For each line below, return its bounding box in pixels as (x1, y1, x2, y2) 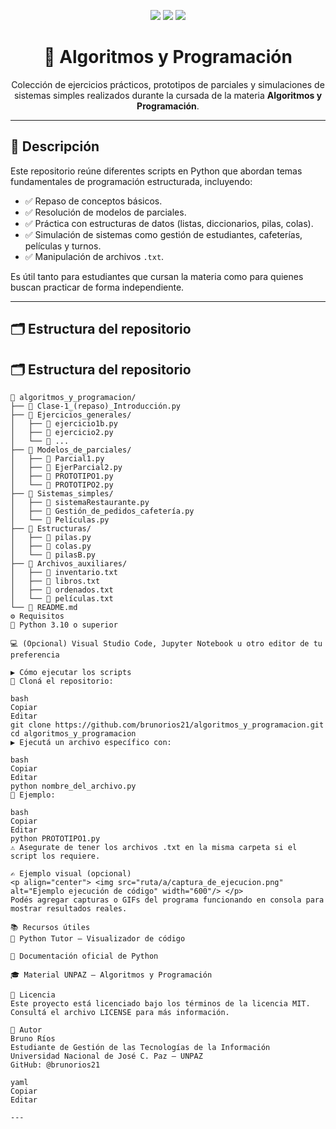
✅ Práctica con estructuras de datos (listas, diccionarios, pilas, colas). (24, 217, 314, 229)
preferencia (10, 650, 60, 660)
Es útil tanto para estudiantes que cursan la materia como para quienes (10, 270, 304, 282)
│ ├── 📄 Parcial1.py (10, 453, 105, 464)
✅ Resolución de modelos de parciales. (24, 206, 187, 218)
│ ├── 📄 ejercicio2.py (10, 427, 114, 437)
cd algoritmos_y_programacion (10, 728, 137, 739)
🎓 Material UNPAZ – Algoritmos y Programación (10, 970, 213, 980)
